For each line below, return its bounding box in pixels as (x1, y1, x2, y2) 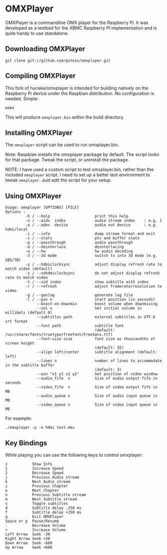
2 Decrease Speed (5, 470, 64, 475)
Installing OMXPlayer (5, 128, 72, 137)
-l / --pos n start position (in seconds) (25, 297, 155, 302)
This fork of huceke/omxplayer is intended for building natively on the (5, 85, 149, 91)
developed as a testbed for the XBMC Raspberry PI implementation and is (5, 25, 157, 31)
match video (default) (5, 266, 52, 271)
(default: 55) (94, 345, 124, 351)
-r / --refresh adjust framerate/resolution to (25, 284, 162, 289)
